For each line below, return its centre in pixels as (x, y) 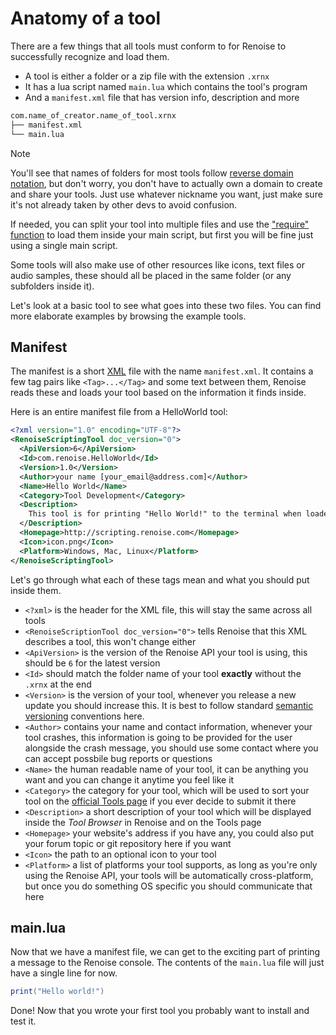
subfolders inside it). (52, 286)
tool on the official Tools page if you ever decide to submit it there (160, 801)
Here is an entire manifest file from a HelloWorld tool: (119, 412)
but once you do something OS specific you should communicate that (168, 886)
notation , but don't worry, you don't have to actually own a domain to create (166, 183)
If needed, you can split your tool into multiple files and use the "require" (160, 224)
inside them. (36, 590)
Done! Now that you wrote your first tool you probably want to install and (160, 1011)
